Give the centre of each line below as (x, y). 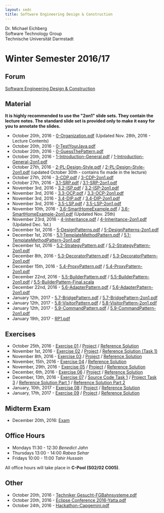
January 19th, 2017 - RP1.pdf (41, 319)
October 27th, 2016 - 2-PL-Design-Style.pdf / (58, 167)
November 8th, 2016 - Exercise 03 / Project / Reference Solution (77, 357)
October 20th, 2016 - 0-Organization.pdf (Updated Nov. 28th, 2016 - (81, 136)
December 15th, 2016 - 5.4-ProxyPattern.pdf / (59, 267)
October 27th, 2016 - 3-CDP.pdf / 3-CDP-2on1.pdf (63, 178)
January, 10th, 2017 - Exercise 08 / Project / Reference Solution (76, 388)
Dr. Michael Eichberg (26, 28)
